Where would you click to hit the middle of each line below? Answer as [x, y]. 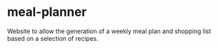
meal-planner [47, 12]
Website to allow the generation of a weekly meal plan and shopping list [109, 31]
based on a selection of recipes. [53, 38]
